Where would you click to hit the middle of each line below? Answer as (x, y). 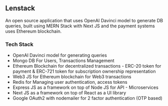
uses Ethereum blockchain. (33, 31)
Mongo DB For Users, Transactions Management (64, 61)
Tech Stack (19, 44)
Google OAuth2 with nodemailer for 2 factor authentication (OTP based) (88, 98)
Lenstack (20, 8)
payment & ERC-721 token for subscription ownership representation (84, 71)
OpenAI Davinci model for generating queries (60, 56)
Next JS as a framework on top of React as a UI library (69, 93)
